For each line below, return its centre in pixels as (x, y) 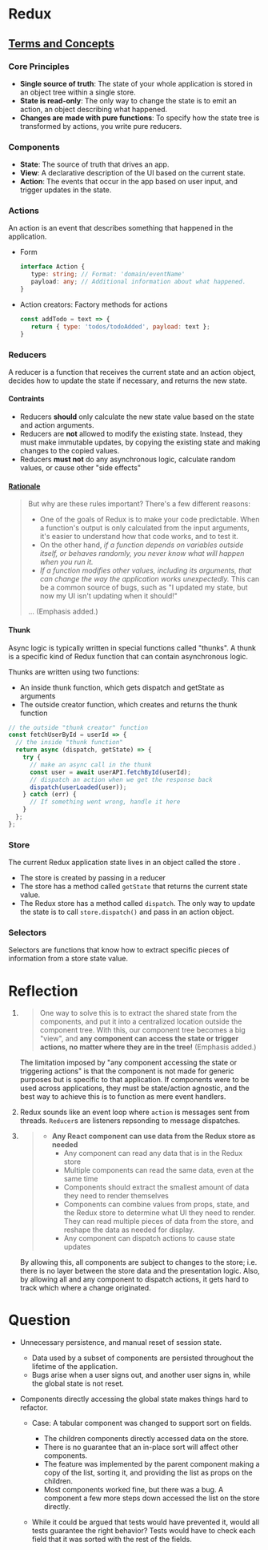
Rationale (24, 486)
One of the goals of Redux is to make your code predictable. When (150, 519)
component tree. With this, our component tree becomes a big (142, 1030)
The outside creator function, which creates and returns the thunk (128, 704)
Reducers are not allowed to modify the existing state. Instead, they (131, 434)
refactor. (34, 1407)
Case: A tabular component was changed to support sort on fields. (142, 1423)
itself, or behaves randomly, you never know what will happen (142, 554)
